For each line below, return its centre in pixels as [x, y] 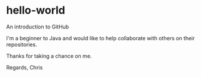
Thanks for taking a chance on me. [49, 56]
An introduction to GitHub [38, 27]
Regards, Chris [25, 67]
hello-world [36, 10]
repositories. [22, 44]
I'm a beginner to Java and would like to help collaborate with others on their [101, 38]
